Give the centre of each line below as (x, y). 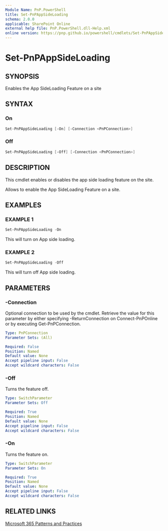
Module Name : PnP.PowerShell (35, 10)
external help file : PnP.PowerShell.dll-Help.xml (58, 29)
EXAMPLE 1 (19, 219)
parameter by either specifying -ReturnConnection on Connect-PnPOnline (81, 318)
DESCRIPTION (27, 168)
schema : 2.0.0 (20, 19)
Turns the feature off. (27, 389)
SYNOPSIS (22, 76)
